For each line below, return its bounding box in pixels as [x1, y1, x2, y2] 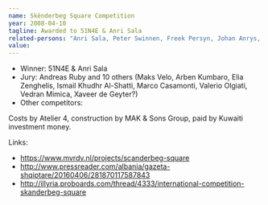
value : [8, 42, 31, 50]
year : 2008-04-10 [8, 19, 67, 27]
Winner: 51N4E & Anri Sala [19, 64, 108, 73]
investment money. [8, 122, 72, 132]
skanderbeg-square [19, 187, 87, 197]
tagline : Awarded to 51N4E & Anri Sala [8, 27, 142, 35]
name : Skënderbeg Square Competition [8, 11, 135, 20]
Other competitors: [19, 98, 83, 108]
